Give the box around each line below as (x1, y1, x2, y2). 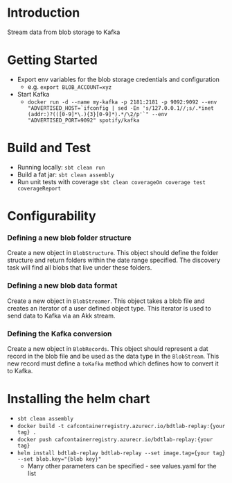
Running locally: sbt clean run (17, 163, 105, 171)
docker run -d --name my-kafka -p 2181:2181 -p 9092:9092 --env (27, 99, 217, 106)
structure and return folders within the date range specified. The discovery (7, 256, 220, 265)
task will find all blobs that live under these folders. (7, 263, 152, 272)
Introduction (7, 5, 80, 21)
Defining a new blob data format (7, 281, 118, 290)
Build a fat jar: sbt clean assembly (17, 170, 115, 179)
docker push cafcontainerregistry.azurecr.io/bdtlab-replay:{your (17, 436, 213, 443)
